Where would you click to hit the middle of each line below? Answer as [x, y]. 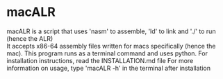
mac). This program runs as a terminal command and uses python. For [107, 53]
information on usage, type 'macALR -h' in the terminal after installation [109, 68]
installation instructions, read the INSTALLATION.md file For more [100, 60]
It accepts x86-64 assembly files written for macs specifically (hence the [111, 46]
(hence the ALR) [30, 38]
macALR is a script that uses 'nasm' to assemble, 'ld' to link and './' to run [111, 31]
